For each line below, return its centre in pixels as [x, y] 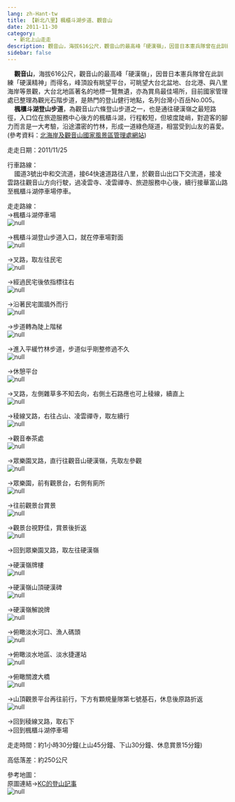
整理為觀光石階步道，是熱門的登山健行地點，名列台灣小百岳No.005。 [119, 100]
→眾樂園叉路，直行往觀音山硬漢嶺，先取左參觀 [74, 461]
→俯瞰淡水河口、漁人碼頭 [44, 632]
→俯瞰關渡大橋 [29, 677]
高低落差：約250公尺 [37, 760]
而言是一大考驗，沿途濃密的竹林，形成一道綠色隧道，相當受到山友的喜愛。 [120, 126]
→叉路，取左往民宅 [35, 259]
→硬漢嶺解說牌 [29, 609]
